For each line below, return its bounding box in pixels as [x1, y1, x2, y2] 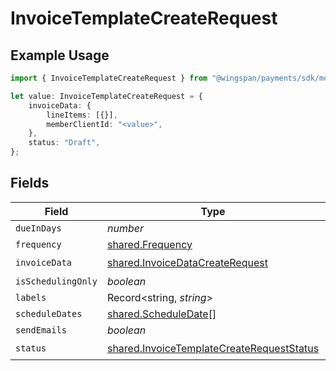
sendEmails [15, 324, 67, 336]
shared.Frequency [106, 237, 193, 251]
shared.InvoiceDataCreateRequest [106, 256, 268, 270]
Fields [10, 175, 50, 192]
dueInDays [15, 222, 62, 234]
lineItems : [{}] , [46, 110, 118, 120]
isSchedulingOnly [15, 275, 98, 287]
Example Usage [10, 47, 110, 64]
